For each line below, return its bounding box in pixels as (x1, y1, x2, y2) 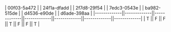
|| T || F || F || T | (5, 21, 40, 27)
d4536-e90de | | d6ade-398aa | (24, 10, 92, 16)
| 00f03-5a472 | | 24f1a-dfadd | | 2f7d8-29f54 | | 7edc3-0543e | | (5, 5, 144, 11)
